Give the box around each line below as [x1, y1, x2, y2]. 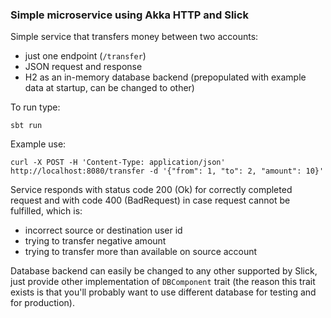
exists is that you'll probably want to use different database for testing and [10, 286, 317, 298]
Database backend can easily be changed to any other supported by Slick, [10, 265, 318, 277]
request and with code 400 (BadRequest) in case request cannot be [10, 194, 291, 207]
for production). [10, 297, 76, 309]
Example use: [10, 138, 67, 150]
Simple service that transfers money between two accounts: [10, 31, 259, 43]
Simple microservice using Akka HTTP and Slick [10, 8, 249, 22]
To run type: [10, 101, 61, 113]
